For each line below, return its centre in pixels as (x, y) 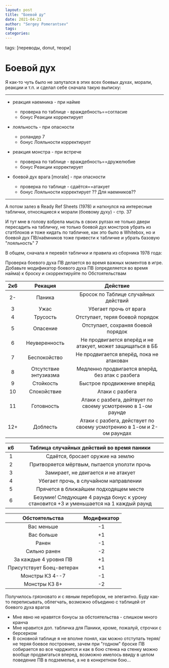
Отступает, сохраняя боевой (117, 325)
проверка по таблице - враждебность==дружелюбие (78, 162)
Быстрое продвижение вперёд (117, 383)
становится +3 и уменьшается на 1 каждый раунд (90, 503)
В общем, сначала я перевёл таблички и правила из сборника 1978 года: (84, 252)
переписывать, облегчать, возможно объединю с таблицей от (78, 602)
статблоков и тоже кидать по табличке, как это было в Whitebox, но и (80, 232)
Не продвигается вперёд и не (117, 340)
